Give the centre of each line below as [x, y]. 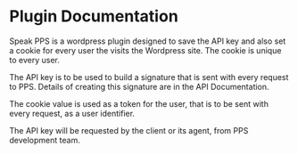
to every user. [34, 60]
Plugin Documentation [94, 16]
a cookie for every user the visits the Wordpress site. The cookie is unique [145, 50]
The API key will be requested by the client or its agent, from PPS [129, 130]
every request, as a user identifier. [72, 113]
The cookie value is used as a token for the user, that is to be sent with [139, 103]
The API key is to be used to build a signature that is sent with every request [149, 77]
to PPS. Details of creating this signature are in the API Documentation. [139, 86]
